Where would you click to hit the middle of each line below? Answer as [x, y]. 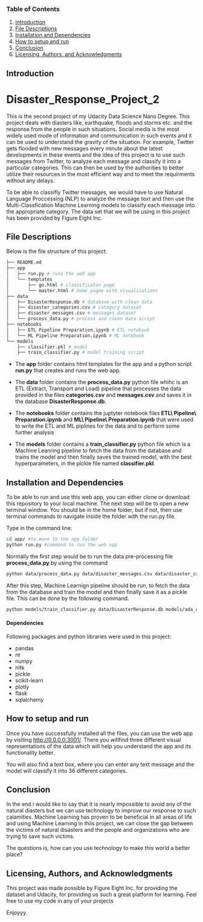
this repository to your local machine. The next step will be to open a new [98, 503]
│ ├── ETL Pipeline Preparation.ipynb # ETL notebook [78, 330]
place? [14, 854]
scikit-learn [29, 680]
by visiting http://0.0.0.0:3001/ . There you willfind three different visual [94, 739]
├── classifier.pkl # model [52, 347]
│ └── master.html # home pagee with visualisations [82, 290]
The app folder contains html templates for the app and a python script [103, 364]
